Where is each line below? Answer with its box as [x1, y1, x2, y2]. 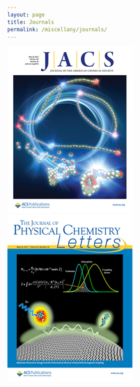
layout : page [7, 11, 45, 18]
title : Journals [7, 18, 54, 26]
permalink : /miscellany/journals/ [7, 26, 108, 33]
